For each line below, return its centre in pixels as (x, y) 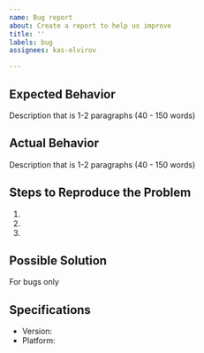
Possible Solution (58, 260)
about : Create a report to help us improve (91, 26)
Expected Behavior (63, 94)
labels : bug (31, 42)
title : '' (27, 34)
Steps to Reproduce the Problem (100, 193)
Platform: (38, 341)
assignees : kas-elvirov (53, 51)
